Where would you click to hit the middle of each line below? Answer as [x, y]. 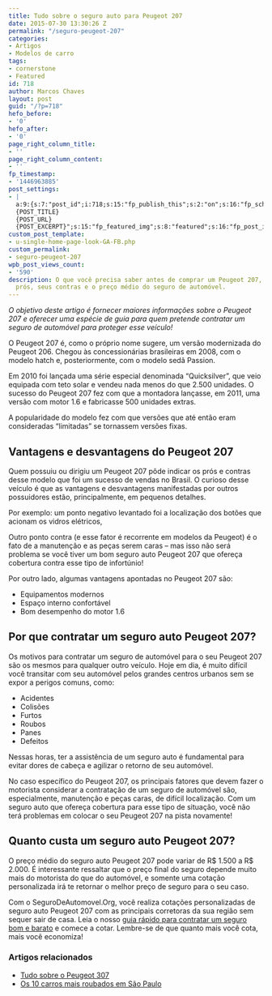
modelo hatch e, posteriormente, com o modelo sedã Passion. [112, 361]
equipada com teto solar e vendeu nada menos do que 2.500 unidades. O [131, 385]
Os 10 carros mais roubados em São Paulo [91, 983]
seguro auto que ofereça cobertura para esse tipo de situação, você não [130, 806]
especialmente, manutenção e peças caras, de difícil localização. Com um [132, 798]
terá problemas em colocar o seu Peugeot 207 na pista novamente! [121, 815]
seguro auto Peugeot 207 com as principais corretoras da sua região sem [131, 911]
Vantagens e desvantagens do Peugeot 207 [121, 452]
